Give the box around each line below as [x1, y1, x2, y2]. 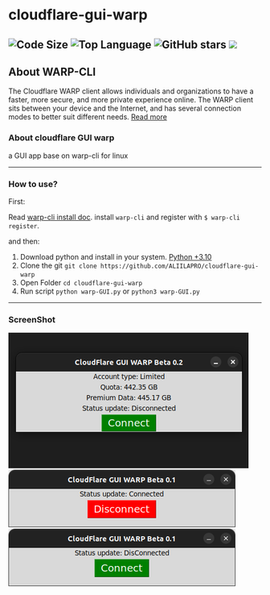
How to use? [8, 178, 58, 189]
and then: [8, 236, 40, 246]
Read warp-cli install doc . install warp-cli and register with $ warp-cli [8, 212, 241, 222]
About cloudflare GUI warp [8, 132, 115, 144]
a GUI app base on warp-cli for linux [8, 151, 129, 160]
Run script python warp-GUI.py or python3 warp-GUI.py [19, 286, 201, 296]
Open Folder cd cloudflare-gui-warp [19, 277, 143, 287]
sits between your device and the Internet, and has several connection [8, 103, 242, 114]
